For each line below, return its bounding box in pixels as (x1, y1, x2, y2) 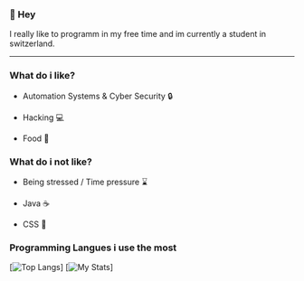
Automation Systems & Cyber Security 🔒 (22, 90, 174, 101)
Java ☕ (22, 198, 50, 209)
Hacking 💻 (22, 112, 65, 123)
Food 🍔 (22, 133, 50, 144)
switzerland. (9, 38, 56, 49)
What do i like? (9, 70, 75, 82)
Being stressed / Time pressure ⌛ (22, 176, 147, 187)
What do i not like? (9, 155, 93, 168)
